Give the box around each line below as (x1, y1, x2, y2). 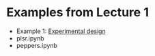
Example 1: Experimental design (16, 27, 107, 35)
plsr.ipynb (16, 34, 44, 42)
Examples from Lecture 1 (6, 5, 150, 20)
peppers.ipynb (16, 41, 57, 49)
